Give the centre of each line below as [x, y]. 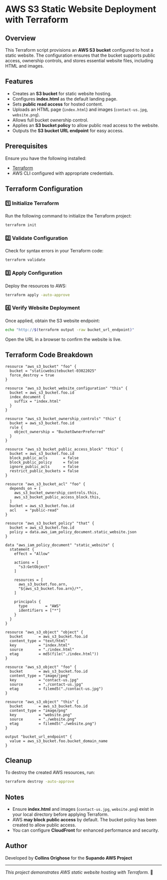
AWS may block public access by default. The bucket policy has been [84, 820]
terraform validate [25, 260]
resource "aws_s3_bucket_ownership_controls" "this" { [63, 419]
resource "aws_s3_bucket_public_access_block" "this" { [64, 449]
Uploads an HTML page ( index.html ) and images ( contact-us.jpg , [80, 109]
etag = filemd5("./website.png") [53, 723]
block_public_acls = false [44, 458]
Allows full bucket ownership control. [50, 120]
